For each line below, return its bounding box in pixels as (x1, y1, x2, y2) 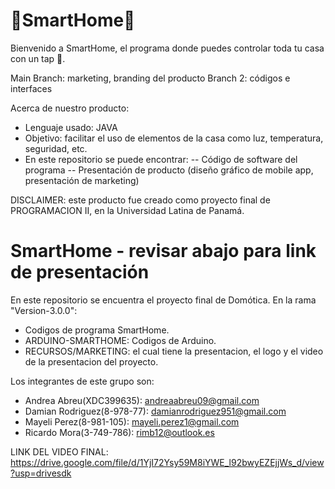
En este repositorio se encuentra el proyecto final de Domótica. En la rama (10, 294, 317, 306)
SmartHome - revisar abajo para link (10, 240, 317, 263)
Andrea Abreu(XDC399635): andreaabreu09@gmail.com (24, 394, 260, 406)
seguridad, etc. (24, 142, 88, 154)
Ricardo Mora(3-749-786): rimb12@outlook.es (24, 426, 215, 438)
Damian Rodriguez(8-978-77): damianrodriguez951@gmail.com (24, 405, 287, 417)
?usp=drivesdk (10, 467, 72, 479)
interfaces (10, 82, 53, 94)
